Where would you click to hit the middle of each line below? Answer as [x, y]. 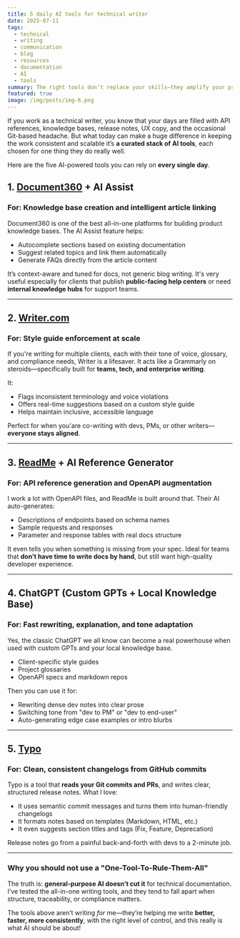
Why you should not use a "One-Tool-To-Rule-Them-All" [108, 868]
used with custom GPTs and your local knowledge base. [90, 648]
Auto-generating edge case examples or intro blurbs [95, 719]
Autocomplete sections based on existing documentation [101, 244]
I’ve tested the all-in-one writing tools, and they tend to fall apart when [111, 891]
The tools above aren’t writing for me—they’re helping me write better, [111, 912]
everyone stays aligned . [44, 434]
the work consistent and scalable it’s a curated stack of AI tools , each [110, 143]
